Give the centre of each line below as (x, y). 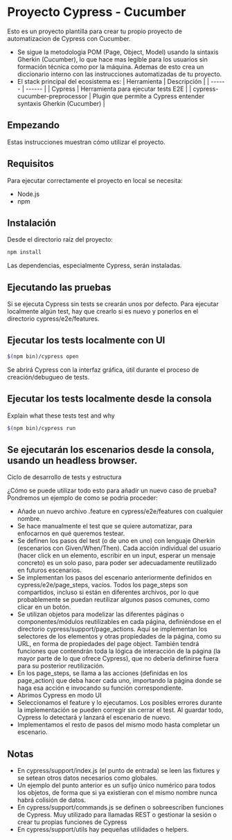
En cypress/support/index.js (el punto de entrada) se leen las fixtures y (118, 771)
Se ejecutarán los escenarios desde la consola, (111, 450)
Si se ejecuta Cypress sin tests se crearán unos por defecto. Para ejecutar (113, 304)
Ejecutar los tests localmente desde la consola (109, 399)
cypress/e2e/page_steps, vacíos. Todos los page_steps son (102, 585)
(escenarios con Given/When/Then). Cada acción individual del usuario (119, 548)
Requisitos (30, 164)
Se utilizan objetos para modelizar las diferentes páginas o (101, 614)
